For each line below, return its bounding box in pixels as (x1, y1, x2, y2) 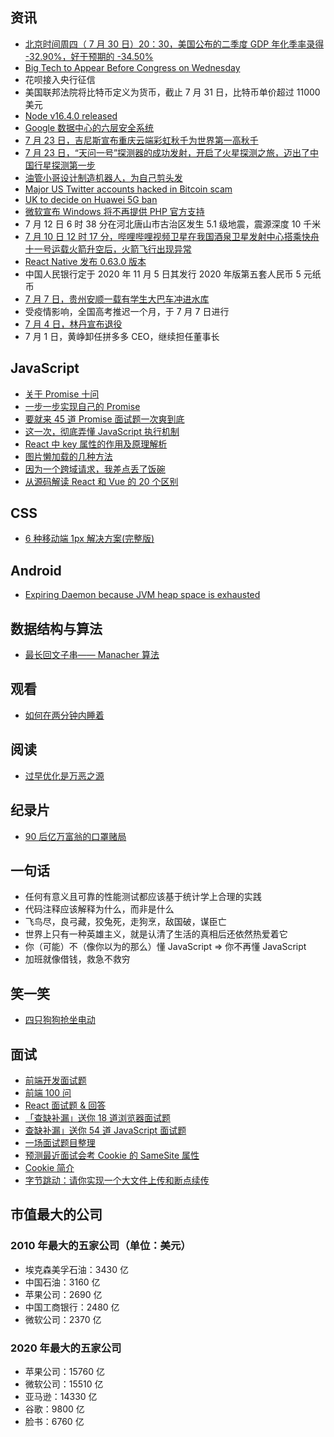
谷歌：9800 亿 (24, 1403, 85, 1415)
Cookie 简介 (24, 1161, 75, 1173)
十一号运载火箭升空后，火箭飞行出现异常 (24, 243, 192, 255)
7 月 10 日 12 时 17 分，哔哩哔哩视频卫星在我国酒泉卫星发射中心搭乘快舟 (24, 230, 320, 242)
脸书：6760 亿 (24, 1415, 85, 1427)
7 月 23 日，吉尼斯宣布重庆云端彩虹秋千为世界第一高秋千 (24, 134, 259, 146)
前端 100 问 (24, 1086, 72, 1098)
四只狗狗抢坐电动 (24, 1014, 96, 1026)
